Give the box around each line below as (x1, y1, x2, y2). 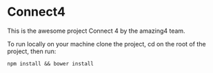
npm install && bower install (7, 60, 94, 67)
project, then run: (7, 47, 57, 55)
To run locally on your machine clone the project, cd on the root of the (7, 40, 206, 48)
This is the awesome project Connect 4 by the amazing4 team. (7, 27, 185, 35)
